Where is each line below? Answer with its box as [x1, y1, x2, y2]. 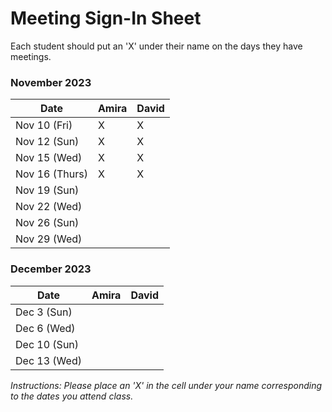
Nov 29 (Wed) [15, 232, 83, 246]
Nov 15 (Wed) [15, 151, 83, 165]
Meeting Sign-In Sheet [10, 7, 202, 30]
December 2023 [10, 262, 92, 276]
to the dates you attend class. [10, 390, 134, 402]
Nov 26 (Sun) [15, 216, 80, 230]
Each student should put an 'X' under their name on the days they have [10, 40, 303, 52]
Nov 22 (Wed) [15, 200, 83, 214]
